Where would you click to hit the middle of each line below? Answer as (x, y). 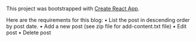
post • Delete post (29, 33)
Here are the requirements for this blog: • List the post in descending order (98, 20)
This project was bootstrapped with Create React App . (73, 9)
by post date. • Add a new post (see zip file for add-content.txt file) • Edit (97, 26)
